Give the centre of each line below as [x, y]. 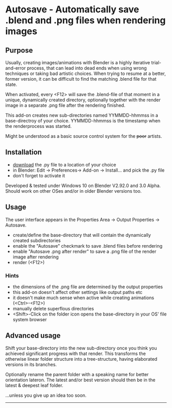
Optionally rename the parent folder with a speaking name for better [77, 374]
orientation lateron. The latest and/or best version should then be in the [80, 380]
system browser [30, 319]
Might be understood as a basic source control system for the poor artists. [84, 136]
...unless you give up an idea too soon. [46, 395]
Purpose [19, 50]
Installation [24, 152]
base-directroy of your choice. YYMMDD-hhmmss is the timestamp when [83, 121]
